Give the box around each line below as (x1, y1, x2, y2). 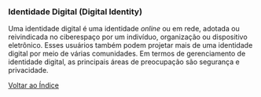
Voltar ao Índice (8, 81, 60, 90)
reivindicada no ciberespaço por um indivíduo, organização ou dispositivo (8, 32, 248, 41)
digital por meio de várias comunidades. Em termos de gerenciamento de (8, 49, 246, 59)
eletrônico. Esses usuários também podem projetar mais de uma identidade (8, 41, 253, 50)
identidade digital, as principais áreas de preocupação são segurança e (8, 57, 240, 66)
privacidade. (8, 66, 49, 75)
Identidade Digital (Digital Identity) (8, 6, 143, 17)
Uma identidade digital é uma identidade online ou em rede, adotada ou (8, 24, 240, 34)
